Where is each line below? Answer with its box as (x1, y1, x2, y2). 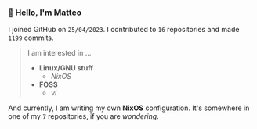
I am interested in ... (27, 48, 92, 58)
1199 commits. (8, 33, 54, 42)
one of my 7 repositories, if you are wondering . (8, 112, 159, 121)
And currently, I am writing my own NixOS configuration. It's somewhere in (8, 103, 250, 113)
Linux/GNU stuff (38, 63, 94, 73)
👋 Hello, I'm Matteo (8, 7, 82, 18)
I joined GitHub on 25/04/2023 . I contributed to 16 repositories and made (8, 25, 240, 34)
